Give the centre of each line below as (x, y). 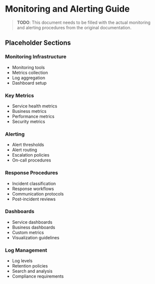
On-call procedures (31, 160)
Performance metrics (33, 116)
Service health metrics (34, 106)
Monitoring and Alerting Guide (67, 9)
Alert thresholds (28, 145)
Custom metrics (28, 232)
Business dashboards (34, 227)
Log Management (26, 250)
